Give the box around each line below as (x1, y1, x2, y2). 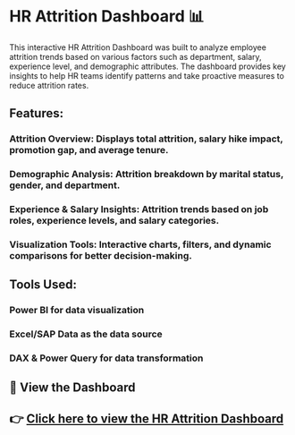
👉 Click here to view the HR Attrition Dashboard (9, 411, 284, 426)
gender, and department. (9, 179, 121, 192)
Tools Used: (9, 277, 78, 293)
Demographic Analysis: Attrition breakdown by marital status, (9, 168, 284, 181)
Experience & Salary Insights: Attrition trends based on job (9, 203, 269, 216)
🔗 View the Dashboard (9, 380, 136, 395)
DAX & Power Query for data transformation (9, 352, 204, 364)
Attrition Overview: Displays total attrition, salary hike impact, (9, 132, 283, 145)
